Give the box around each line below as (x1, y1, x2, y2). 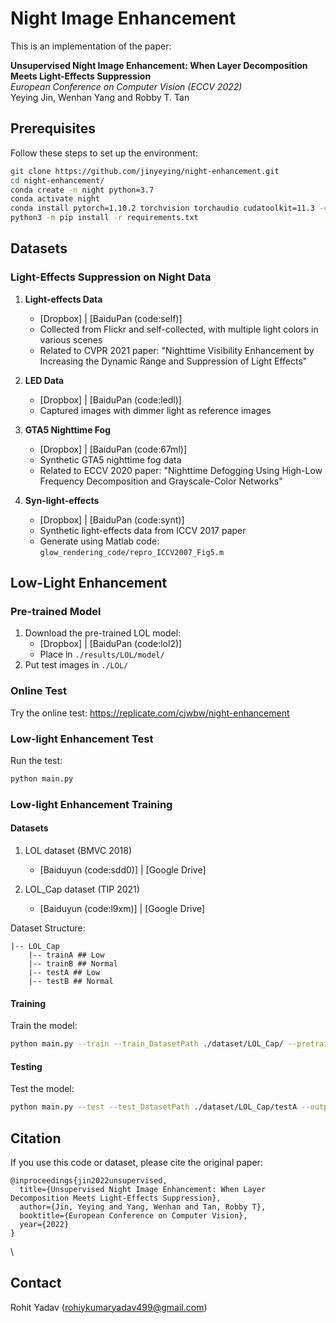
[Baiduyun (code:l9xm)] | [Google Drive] (39, 902, 206, 914)
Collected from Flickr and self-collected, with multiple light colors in (39, 323, 319, 335)
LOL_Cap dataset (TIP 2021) (24, 883, 140, 895)
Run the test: (10, 754, 63, 766)
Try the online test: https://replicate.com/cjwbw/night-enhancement (10, 707, 290, 719)
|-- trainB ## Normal (28, 958, 118, 969)
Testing (10, 1060, 43, 1072)
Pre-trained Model (10, 605, 102, 618)
